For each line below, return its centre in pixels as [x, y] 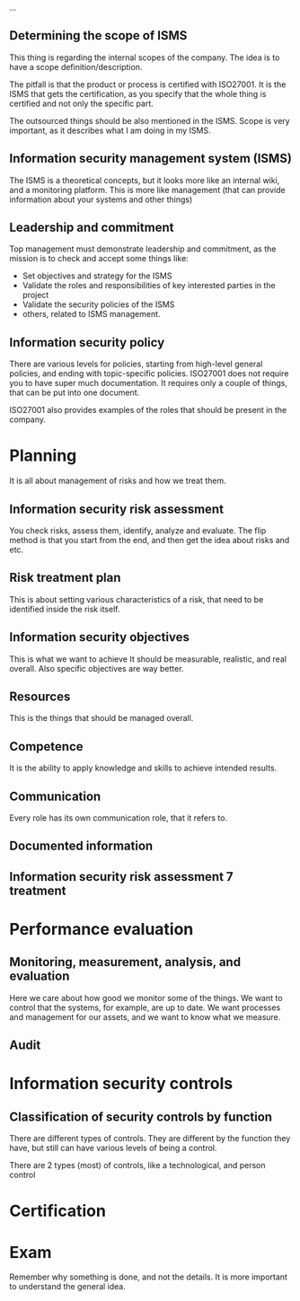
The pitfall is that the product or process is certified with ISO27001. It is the [148, 84]
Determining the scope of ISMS [98, 35]
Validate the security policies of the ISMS [98, 304]
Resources [40, 697]
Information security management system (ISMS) [150, 158]
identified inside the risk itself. [65, 609]
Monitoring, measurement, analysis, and [125, 962]
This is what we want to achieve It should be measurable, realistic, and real [148, 659]
